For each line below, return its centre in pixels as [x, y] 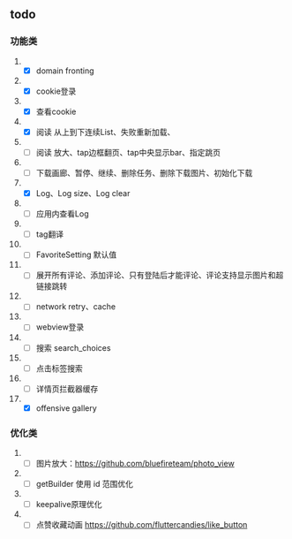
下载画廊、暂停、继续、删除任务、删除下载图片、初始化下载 [144, 173]
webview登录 [60, 327]
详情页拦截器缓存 [67, 389]
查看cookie [56, 111]
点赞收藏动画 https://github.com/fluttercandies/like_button [142, 525]
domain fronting [65, 71]
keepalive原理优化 [69, 505]
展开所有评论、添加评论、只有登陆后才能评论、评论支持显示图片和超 [160, 275]
